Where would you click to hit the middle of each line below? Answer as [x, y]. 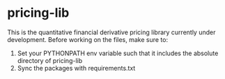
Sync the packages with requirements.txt [76, 68]
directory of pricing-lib [50, 60]
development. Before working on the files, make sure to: [88, 39]
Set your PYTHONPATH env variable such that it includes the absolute [118, 53]
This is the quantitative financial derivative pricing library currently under [111, 32]
